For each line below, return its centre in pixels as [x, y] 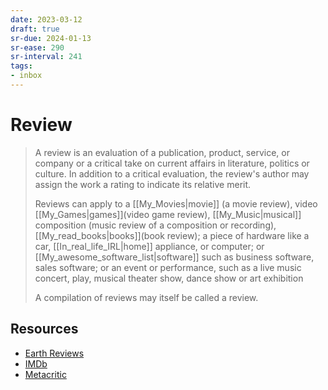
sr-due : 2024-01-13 [51, 38]
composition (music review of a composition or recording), [155, 225]
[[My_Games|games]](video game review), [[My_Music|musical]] [168, 214]
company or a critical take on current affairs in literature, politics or [172, 163]
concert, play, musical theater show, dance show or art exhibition [169, 278]
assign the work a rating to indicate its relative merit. [143, 184]
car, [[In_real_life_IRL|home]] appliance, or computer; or [149, 246]
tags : [21, 66]
